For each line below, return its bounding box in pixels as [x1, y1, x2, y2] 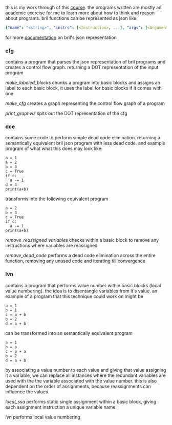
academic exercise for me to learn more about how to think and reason [5, 10, 155, 16]
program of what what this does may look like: [5, 145, 103, 152]
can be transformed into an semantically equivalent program [5, 330, 133, 336]
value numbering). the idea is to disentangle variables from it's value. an [5, 288, 158, 294]
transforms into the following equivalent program [5, 196, 109, 202]
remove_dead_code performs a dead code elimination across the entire [5, 252, 156, 259]
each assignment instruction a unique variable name [5, 404, 116, 410]
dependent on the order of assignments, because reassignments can [5, 383, 151, 389]
